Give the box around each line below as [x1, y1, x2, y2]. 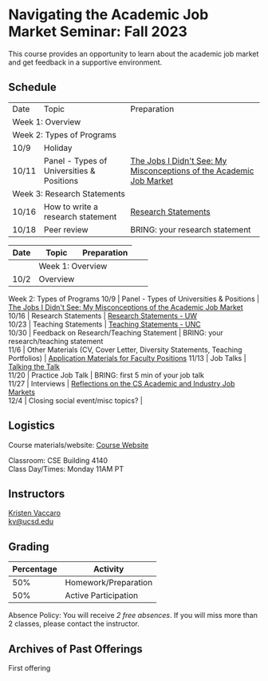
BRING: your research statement [130, 224, 251, 235]
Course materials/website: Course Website [8, 440, 149, 449]
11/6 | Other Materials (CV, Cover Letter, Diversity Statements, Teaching [8, 345, 242, 354]
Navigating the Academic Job [8, 6, 209, 24]
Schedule [8, 81, 57, 94]
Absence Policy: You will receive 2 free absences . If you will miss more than [8, 611, 258, 620]
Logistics [8, 419, 55, 433]
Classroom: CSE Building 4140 [8, 455, 108, 465]
